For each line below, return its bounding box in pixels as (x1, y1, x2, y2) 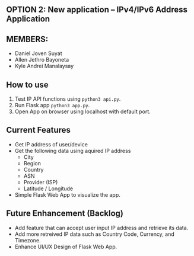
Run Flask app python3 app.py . (14, 102, 90, 109)
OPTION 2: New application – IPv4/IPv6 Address (6, 5, 188, 15)
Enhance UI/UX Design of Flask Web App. (14, 243, 117, 250)
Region (23, 159, 42, 167)
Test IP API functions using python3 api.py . (14, 95, 121, 103)
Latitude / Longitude (23, 185, 74, 192)
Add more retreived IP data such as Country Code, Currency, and (14, 231, 175, 238)
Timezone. (14, 236, 41, 244)
